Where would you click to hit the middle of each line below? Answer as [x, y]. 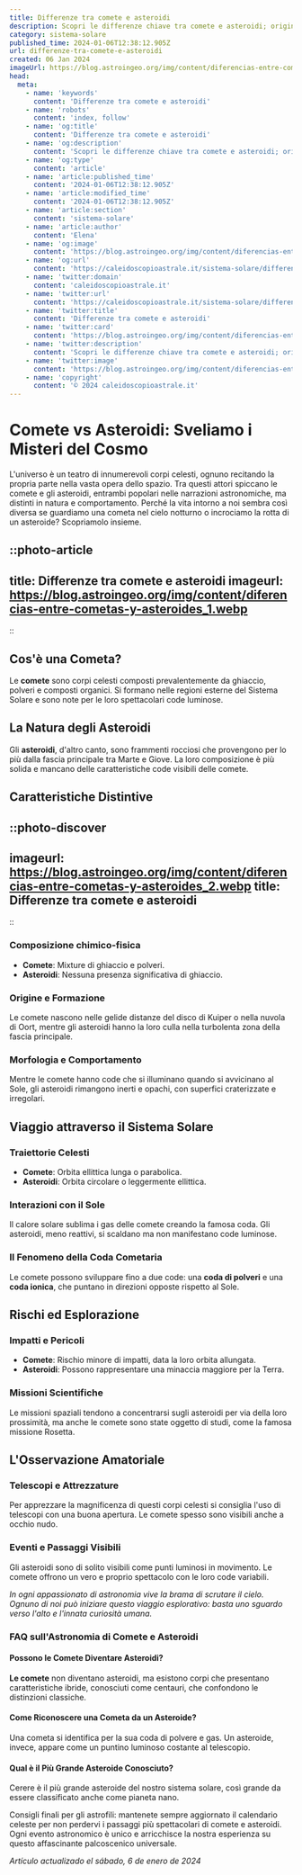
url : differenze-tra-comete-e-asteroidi [86, 51]
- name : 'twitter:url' [68, 293]
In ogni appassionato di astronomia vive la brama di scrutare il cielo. [137, 1594]
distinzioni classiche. [48, 1697]
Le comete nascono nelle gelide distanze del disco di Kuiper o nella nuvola [147, 1018]
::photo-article [51, 550]
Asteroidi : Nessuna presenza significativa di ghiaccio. [122, 974]
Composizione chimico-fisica [75, 946]
